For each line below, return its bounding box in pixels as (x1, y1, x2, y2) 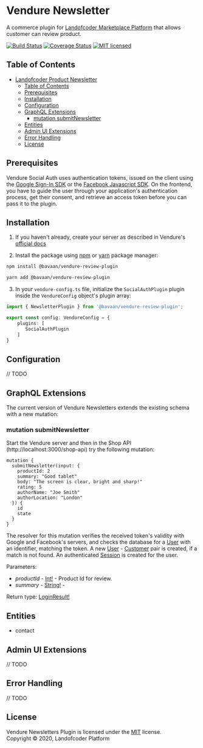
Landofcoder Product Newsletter (15, 75, 97, 83)
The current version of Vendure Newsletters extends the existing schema (6, 404, 190, 411)
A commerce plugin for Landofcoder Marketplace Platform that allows (6, 24, 181, 31)
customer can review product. (6, 30, 82, 37)
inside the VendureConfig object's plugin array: (15, 292, 132, 300)
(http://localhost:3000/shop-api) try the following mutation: (6, 446, 155, 453)
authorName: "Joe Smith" (17, 490, 80, 496)
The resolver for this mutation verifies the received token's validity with (6, 532, 184, 540)
